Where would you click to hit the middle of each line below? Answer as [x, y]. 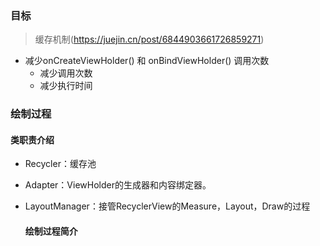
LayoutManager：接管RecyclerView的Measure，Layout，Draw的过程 [167, 206]
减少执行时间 [66, 86]
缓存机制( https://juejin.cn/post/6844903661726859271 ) [149, 39]
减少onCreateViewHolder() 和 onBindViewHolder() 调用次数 [147, 61]
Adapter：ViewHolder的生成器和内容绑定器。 [118, 185]
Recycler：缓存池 [60, 164]
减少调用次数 [66, 73]
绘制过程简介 [51, 231]
